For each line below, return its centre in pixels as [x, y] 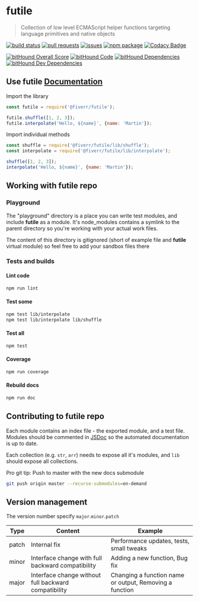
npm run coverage [28, 372]
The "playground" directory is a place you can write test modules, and [92, 216]
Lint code [18, 276]
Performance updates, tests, [150, 541]
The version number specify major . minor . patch [63, 516]
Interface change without [66, 575]
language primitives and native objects [68, 33]
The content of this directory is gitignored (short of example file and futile [96, 239]
